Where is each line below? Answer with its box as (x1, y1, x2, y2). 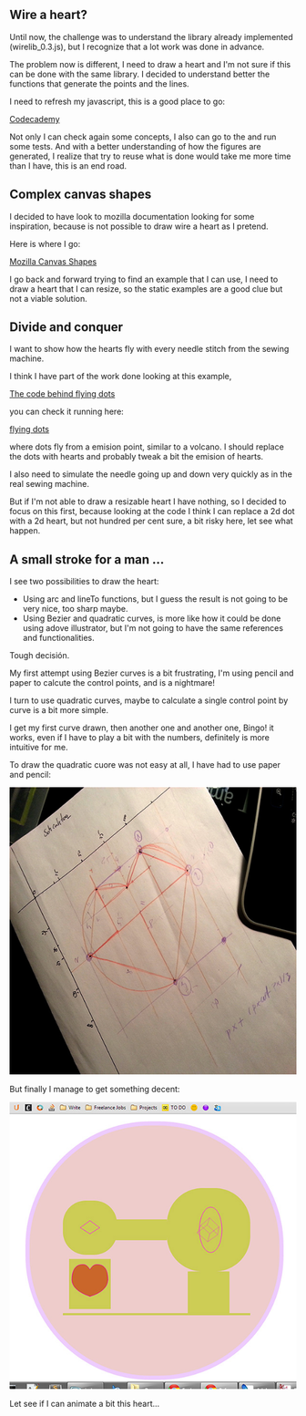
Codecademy (9, 113, 61, 124)
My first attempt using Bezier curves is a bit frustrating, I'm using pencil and (9, 667, 294, 678)
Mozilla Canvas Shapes (9, 255, 97, 267)
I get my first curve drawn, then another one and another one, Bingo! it (9, 722, 275, 733)
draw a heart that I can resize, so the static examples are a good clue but (9, 283, 283, 295)
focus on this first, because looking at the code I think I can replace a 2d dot (9, 506, 295, 517)
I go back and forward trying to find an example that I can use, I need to (9, 274, 279, 284)
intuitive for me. (9, 742, 68, 753)
